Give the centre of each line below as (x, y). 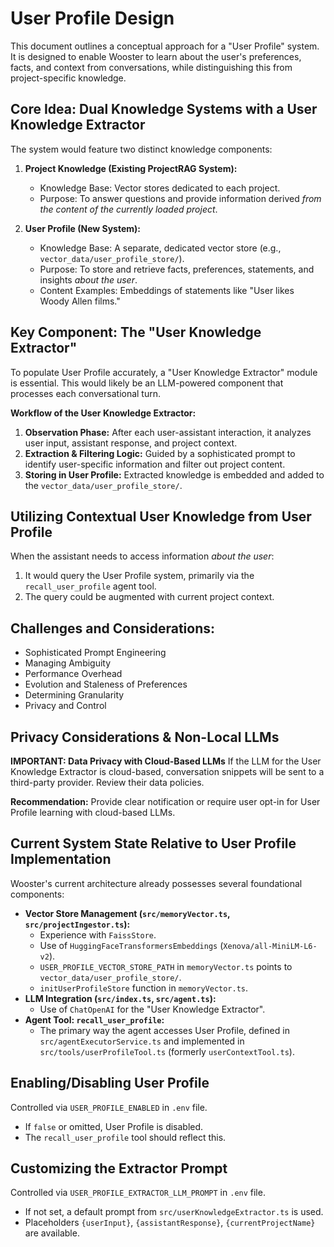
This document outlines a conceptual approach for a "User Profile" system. (165, 46)
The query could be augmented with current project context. (149, 597)
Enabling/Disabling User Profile (110, 1083)
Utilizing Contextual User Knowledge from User (161, 516)
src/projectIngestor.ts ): (77, 924)
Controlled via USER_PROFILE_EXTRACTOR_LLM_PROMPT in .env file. (138, 1193)
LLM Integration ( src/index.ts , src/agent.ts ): (120, 998)
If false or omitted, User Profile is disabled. (114, 1126)
